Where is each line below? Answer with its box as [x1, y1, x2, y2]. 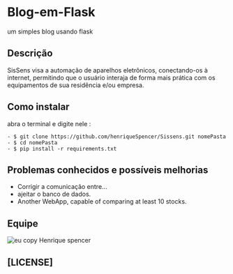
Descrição [7, 47, 53, 59]
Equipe [7, 218, 38, 229]
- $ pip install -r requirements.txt [7, 145, 117, 152]
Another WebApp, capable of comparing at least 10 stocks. [17, 197, 187, 206]
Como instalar [7, 101, 70, 113]
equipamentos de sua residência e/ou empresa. [7, 81, 144, 89]
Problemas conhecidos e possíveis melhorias [7, 164, 209, 176]
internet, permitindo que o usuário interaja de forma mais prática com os [7, 73, 216, 82]
